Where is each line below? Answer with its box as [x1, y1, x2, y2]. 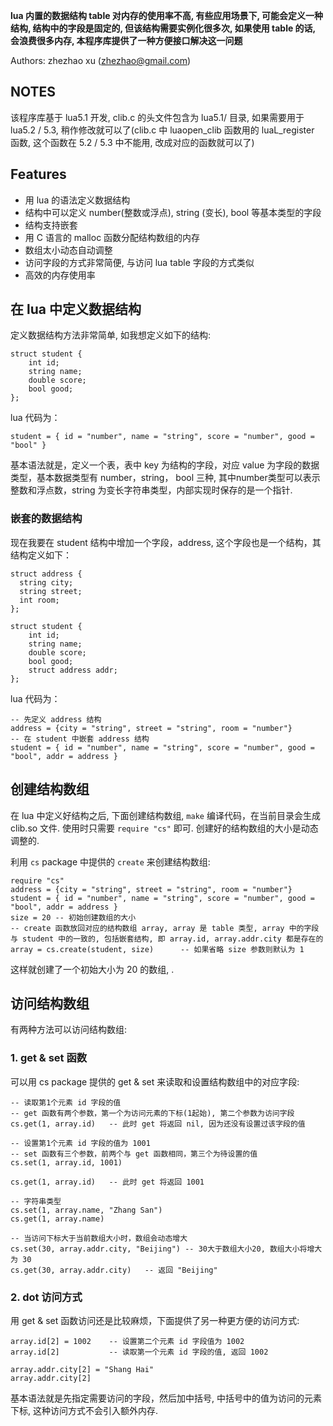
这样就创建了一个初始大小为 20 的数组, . [10, 963, 175, 975]
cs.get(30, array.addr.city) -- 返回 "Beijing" [10, 1265, 218, 1275]
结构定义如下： [10, 549, 72, 561]
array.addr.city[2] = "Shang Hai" [10, 1364, 155, 1374]
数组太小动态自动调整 [24, 244, 113, 256]
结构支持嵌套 [24, 219, 78, 231]
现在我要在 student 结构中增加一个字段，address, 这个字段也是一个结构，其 [10, 536, 322, 548]
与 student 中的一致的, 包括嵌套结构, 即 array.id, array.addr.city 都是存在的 [10, 934, 324, 944]
